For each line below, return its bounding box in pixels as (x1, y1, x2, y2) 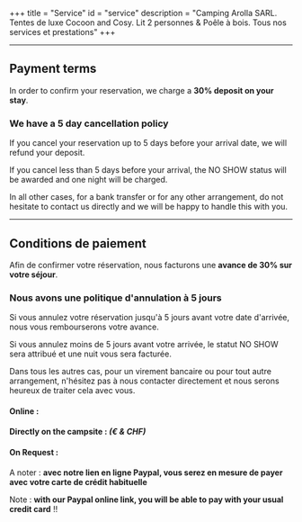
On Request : (9, 447, 59, 457)
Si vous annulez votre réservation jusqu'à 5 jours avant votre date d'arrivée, (9, 312, 290, 323)
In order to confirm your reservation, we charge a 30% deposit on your (9, 85, 274, 95)
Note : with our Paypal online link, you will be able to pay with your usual (9, 494, 284, 505)
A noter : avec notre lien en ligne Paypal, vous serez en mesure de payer (9, 467, 283, 478)
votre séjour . (9, 269, 58, 280)
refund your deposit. (9, 148, 85, 158)
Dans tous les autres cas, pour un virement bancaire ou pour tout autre (9, 366, 272, 377)
